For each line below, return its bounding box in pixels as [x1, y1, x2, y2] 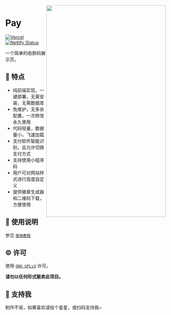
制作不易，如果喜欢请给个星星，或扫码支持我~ [5, 304, 102, 310]
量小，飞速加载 [12, 132, 44, 138]
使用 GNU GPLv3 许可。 [5, 263, 51, 269]
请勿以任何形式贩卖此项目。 [5, 274, 64, 280]
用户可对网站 [12, 170, 40, 176]
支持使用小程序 [12, 157, 44, 163]
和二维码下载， [12, 195, 44, 201]
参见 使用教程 [5, 232, 31, 238]
